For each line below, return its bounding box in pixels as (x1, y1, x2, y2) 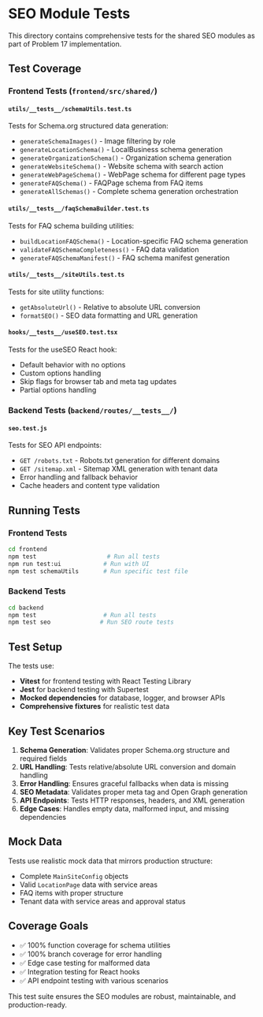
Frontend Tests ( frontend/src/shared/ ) (8, 86, 157, 97)
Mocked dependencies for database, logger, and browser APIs (19, 693, 226, 702)
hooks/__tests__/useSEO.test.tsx (8, 329, 118, 337)
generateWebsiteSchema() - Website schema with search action (19, 162, 224, 171)
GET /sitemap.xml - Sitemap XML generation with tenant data (19, 464, 218, 474)
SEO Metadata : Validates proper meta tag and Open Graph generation (19, 787, 248, 796)
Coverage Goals (8, 919, 89, 933)
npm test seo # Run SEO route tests (8, 618, 175, 627)
